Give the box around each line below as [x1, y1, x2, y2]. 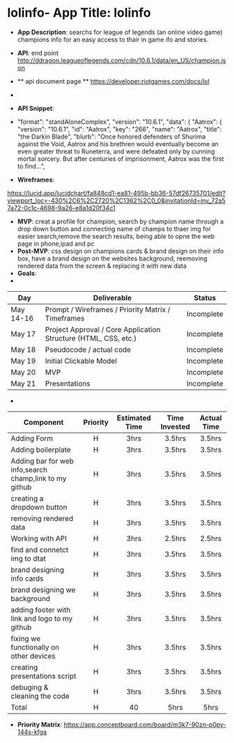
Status [194, 292, 217, 302]
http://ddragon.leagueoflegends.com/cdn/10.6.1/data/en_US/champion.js [17, 56, 226, 64]
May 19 [10, 356, 36, 366]
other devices [10, 651, 56, 661]
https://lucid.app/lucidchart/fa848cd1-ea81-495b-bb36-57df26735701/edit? [7, 189, 226, 197]
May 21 [10, 378, 36, 388]
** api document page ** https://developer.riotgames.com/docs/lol [17, 77, 210, 85]
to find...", [17, 162, 45, 170]
